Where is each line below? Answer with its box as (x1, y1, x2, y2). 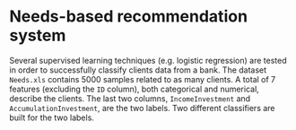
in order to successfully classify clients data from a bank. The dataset (9, 65, 267, 75)
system (9, 25, 66, 46)
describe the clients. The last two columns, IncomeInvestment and (9, 92, 251, 104)
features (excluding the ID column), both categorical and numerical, (9, 83, 260, 94)
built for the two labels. (9, 112, 94, 123)
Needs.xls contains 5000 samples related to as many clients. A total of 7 (9, 74, 276, 84)
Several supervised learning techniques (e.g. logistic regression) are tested (9, 55, 287, 65)
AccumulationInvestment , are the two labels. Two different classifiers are (9, 102, 275, 113)
